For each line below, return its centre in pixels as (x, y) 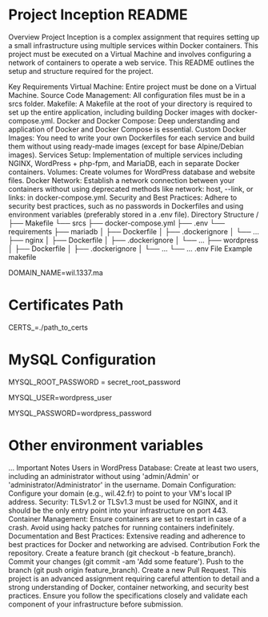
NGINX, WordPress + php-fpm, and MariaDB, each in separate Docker (124, 163)
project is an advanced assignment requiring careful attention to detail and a (134, 578)
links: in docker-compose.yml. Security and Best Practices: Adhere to (123, 197)
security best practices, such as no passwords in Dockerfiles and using (126, 205)
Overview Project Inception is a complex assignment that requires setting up (134, 37)
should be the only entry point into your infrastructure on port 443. (118, 510)
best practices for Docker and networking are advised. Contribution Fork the (134, 544)
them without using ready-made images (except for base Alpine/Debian (126, 146)
